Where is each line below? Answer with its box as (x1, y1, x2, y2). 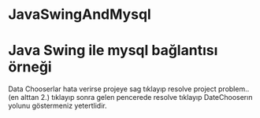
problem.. (217, 84, 250, 94)
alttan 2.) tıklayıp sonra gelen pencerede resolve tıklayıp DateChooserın (20, 93, 253, 102)
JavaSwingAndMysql (8, 6, 151, 24)
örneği (8, 58, 53, 76)
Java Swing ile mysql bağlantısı (8, 42, 218, 60)
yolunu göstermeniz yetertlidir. (8, 101, 107, 111)
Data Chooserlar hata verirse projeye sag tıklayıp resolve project (8, 84, 217, 94)
